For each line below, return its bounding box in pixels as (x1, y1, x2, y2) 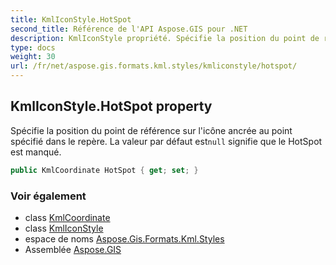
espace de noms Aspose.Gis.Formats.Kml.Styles (24, 232, 225, 245)
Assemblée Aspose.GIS (24, 243, 122, 255)
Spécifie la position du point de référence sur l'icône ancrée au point (10, 124, 293, 136)
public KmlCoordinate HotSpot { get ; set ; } (10, 165, 199, 175)
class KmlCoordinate (24, 211, 111, 223)
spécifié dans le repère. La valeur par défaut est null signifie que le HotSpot (10, 135, 323, 147)
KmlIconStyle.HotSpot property (10, 98, 213, 115)
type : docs (10, 42, 56, 53)
